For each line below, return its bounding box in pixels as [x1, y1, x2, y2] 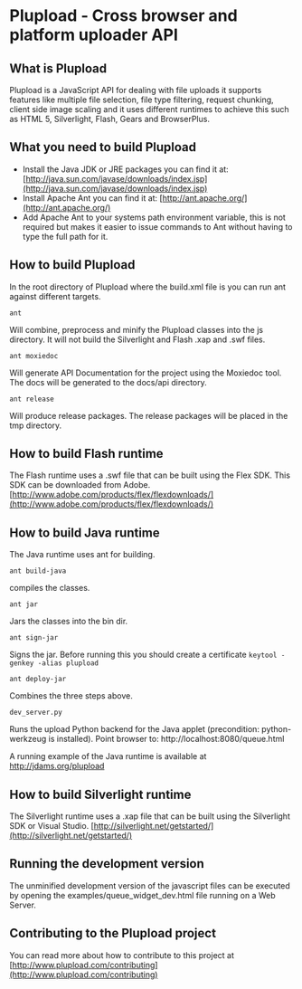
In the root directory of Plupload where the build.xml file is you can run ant [9, 281, 287, 292]
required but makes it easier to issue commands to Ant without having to [22, 221, 293, 232]
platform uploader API [9, 24, 178, 45]
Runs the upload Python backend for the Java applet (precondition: [9, 724, 260, 735]
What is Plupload [9, 61, 107, 76]
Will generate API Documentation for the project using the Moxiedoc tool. [9, 367, 282, 378]
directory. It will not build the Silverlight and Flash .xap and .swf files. [9, 334, 266, 345]
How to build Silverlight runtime [9, 786, 192, 802]
